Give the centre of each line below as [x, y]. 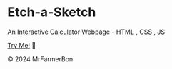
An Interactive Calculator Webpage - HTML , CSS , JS [86, 32]
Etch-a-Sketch [52, 12]
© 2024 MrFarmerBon [40, 59]
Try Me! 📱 [22, 45]
